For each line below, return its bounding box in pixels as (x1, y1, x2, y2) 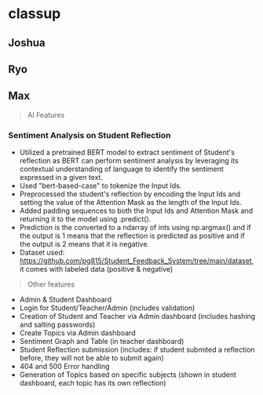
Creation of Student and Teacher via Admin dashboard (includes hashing (19, 312, 256, 321)
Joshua (8, 36, 46, 49)
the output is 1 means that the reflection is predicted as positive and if (19, 231, 245, 240)
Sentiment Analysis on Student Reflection (8, 130, 171, 141)
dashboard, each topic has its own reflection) (19, 379, 166, 388)
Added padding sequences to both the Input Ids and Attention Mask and (19, 206, 254, 216)
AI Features (27, 110, 65, 119)
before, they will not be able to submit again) (19, 353, 165, 363)
